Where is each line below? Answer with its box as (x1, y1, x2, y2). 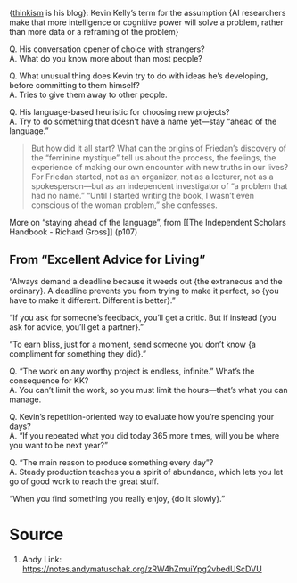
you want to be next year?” (9, 439, 109, 450)
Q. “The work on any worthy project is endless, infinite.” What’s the (9, 365, 255, 376)
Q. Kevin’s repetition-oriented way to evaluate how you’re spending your (9, 411, 275, 422)
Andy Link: (21, 554, 62, 564)
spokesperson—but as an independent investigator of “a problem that (30, 181, 288, 191)
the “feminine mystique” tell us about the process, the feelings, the (30, 152, 276, 163)
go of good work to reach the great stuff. (9, 476, 159, 487)
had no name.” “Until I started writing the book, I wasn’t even (30, 191, 254, 201)
